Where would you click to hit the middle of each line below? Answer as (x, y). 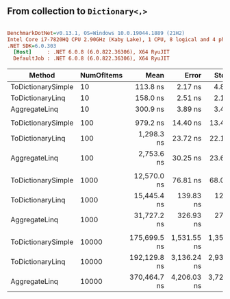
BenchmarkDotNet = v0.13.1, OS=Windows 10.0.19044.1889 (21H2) (96, 33)
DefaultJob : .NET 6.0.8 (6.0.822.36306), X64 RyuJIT (91, 59)
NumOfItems (101, 75)
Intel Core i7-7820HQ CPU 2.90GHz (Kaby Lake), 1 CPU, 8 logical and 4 (111, 39)
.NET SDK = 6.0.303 (32, 46)
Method (42, 75)
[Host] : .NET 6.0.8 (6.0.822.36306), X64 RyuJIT (91, 52)
